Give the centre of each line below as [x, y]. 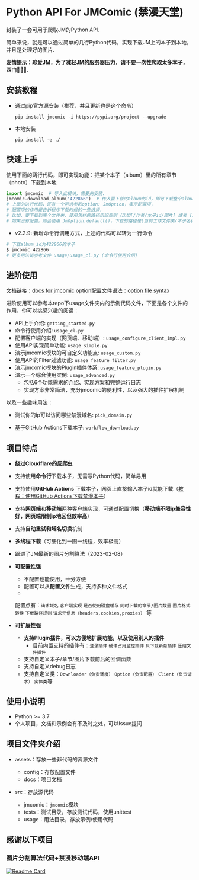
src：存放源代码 [34, 792]
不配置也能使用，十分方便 [55, 579]
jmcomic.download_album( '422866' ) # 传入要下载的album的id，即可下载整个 [94, 199]
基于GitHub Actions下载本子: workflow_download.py [77, 428]
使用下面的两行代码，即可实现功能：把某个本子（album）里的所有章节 [92, 175]
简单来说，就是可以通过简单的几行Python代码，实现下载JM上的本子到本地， [99, 42]
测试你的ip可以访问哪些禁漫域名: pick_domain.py [73, 415]
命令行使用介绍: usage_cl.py [49, 331]
